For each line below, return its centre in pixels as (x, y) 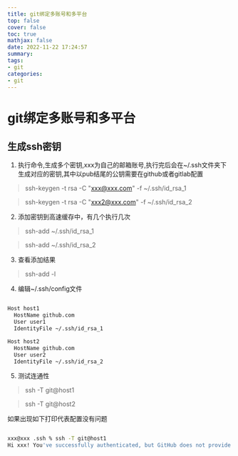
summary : (20, 54)
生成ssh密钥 (35, 146)
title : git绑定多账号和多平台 (47, 14)
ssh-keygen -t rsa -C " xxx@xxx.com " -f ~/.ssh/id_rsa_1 (105, 188)
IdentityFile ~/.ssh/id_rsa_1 (58, 329)
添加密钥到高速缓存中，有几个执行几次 (74, 217)
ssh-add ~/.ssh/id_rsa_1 (59, 231)
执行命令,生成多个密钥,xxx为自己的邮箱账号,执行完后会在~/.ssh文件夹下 (122, 165)
